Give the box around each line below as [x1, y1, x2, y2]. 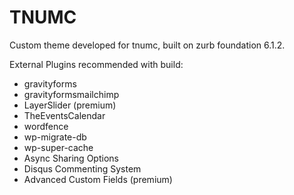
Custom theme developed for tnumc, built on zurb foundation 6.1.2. [9, 39, 286, 51]
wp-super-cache [23, 141, 94, 153]
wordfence [23, 120, 69, 132]
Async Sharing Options [23, 152, 119, 164]
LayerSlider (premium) [23, 99, 117, 111]
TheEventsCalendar [23, 109, 106, 121]
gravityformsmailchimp [23, 88, 120, 100]
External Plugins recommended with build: [9, 58, 184, 70]
